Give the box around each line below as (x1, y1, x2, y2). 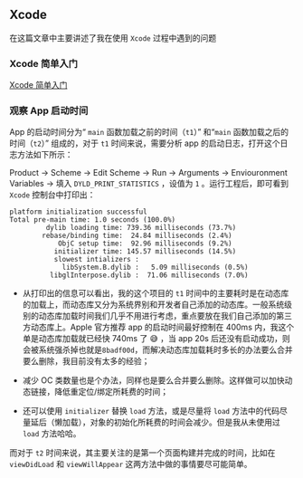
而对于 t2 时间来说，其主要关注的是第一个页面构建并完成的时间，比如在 (9, 447, 276, 458)
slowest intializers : (53, 255, 140, 264)
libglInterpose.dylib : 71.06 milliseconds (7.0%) (49, 271, 249, 280)
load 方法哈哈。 (22, 428, 81, 439)
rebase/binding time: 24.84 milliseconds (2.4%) (42, 231, 232, 241)
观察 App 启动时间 (9, 104, 89, 117)
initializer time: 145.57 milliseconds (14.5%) (53, 247, 237, 256)
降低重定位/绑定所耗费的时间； (53, 387, 169, 397)
